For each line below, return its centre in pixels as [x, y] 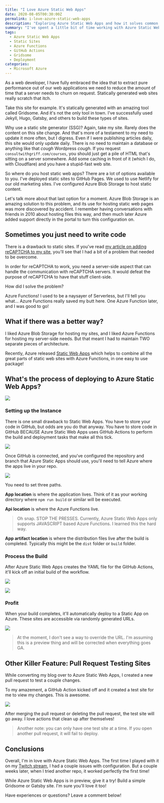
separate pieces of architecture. [37, 344]
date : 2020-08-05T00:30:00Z [34, 14]
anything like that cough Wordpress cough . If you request [63, 148]
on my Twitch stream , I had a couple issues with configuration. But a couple [81, 766]
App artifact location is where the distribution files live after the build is [77, 538]
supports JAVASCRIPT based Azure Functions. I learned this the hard [86, 524]
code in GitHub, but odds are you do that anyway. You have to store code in [81, 427]
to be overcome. [21, 257]
